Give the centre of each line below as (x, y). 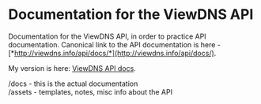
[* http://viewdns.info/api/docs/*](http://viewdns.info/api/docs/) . (112, 53)
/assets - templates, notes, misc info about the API (90, 91)
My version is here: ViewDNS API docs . (72, 68)
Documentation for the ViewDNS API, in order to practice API (108, 36)
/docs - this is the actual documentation (73, 84)
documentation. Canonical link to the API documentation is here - (115, 44)
